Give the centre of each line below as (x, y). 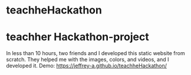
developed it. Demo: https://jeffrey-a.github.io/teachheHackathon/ (86, 66)
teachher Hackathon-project (78, 37)
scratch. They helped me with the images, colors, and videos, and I (88, 60)
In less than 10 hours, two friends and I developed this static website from (95, 53)
